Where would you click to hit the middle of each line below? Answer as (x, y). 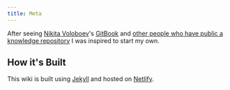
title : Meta (24, 13)
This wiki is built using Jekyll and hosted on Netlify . (81, 79)
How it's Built (37, 63)
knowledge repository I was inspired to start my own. (83, 40)
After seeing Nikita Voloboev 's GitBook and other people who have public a (115, 33)
